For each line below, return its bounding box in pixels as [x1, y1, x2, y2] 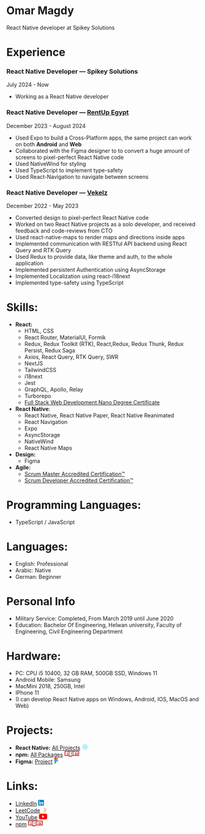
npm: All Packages [15, 751, 63, 758]
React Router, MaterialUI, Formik [24, 333, 106, 341]
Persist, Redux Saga [24, 346, 75, 354]
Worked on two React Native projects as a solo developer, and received [15, 221, 196, 228]
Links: [6, 779, 39, 793]
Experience [6, 45, 65, 59]
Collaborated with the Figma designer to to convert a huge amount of [15, 147, 190, 154]
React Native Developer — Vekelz [6, 188, 108, 196]
